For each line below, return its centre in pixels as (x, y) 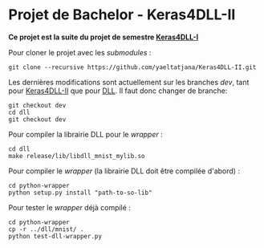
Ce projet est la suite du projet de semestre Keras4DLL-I (104, 37)
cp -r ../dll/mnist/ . (46, 229)
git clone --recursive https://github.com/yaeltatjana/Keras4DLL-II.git (132, 67)
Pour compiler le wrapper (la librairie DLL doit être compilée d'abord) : (124, 171)
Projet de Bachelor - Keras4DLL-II (122, 15)
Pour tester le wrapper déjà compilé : (69, 207)
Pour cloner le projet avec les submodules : (80, 52)
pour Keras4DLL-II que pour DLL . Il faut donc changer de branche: (118, 91)
